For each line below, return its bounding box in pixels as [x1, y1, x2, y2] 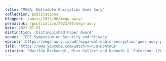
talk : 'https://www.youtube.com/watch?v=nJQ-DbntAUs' [5, 44, 119, 49]
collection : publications [5, 12, 58, 17]
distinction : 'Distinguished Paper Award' [5, 30, 94, 35]
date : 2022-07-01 [5, 26, 41, 30]
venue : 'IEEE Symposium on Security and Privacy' [5, 35, 110, 40]
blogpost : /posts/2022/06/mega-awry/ [5, 16, 83, 21]
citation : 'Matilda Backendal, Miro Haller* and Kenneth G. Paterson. [5, 48, 154, 53]
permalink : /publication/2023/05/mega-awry [5, 21, 96, 26]
